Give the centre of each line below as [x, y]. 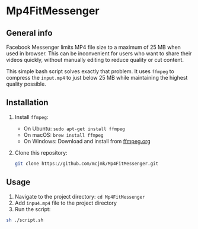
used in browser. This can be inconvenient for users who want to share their [99, 54]
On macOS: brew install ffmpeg [63, 134]
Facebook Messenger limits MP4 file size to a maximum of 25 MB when [93, 47]
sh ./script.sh [25, 220]
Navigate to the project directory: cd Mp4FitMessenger [80, 196]
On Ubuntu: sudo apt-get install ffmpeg [74, 128]
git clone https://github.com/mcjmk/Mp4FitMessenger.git [87, 164]
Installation [27, 103]
